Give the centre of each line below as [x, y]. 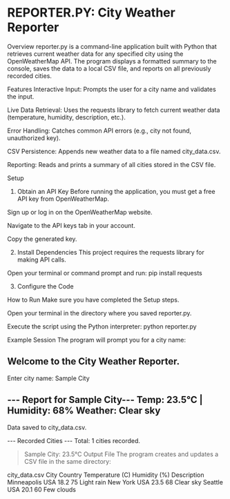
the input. [21, 96]
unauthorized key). [34, 138]
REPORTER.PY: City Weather [92, 13]
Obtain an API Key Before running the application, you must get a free [116, 191]
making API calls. [42, 260]
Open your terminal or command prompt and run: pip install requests [105, 273]
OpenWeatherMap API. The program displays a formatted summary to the [112, 61]
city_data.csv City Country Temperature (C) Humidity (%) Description [106, 475]
